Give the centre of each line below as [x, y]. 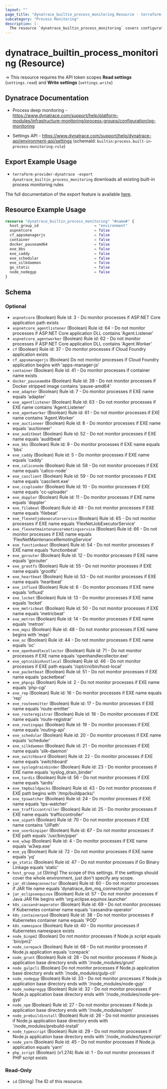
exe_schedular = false [60, 258]
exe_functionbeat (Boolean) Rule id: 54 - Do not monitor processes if [83, 544]
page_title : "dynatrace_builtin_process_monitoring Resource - [72, 14]
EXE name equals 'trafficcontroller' [48, 814]
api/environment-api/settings [42, 141]
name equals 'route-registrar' [42, 719]
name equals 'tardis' [33, 782]
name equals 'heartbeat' [38, 582]
